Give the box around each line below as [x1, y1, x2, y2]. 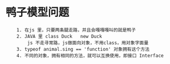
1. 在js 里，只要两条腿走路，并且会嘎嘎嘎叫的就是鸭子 [16, 27, 136, 33]
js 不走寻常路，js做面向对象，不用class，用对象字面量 [27, 40, 149, 46]
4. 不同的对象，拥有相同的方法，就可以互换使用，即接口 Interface [16, 53, 164, 59]
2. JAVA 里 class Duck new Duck [16, 33, 102, 39]
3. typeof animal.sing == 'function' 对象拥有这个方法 [16, 46, 150, 52]
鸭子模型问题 [5, 5, 70, 19]
